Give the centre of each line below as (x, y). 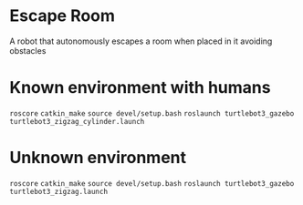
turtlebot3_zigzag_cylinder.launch (77, 121)
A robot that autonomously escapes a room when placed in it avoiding (141, 41)
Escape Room (63, 16)
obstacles (28, 50)
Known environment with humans (140, 88)
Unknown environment (98, 158)
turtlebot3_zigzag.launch (58, 191)
